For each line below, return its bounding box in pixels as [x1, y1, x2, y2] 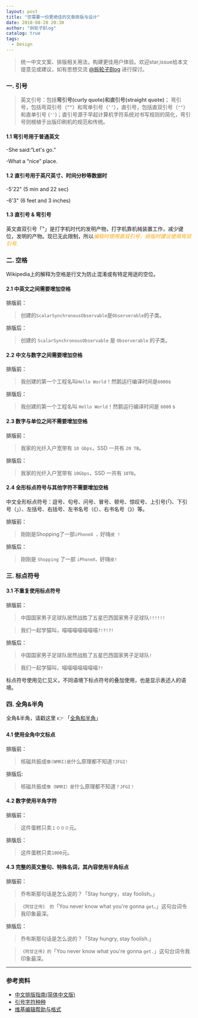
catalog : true [6, 31, 41, 36]
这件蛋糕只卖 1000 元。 [20, 849, 73, 856]
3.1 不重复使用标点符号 [6, 587, 61, 594]
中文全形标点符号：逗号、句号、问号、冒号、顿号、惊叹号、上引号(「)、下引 [6, 498, 188, 505]
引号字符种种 [14, 999, 46, 1006]
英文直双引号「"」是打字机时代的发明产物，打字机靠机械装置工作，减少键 [6, 225, 184, 232]
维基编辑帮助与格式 [14, 1006, 62, 1013]
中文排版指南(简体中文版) [14, 991, 76, 998]
